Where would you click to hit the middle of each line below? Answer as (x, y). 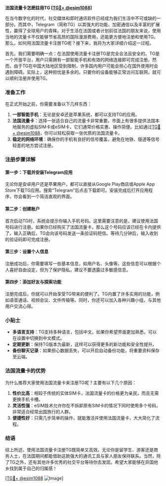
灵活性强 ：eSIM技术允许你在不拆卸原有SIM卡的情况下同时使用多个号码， (86, 405)
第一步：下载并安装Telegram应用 (39, 172)
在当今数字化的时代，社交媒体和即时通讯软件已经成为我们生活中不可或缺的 (81, 18)
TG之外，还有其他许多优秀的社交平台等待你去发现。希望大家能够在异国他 (84, 462)
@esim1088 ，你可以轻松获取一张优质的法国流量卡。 (69, 133)
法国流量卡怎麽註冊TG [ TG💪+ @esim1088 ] (49, 8)
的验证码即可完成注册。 (29, 239)
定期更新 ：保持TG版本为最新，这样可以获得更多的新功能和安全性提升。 (84, 344)
